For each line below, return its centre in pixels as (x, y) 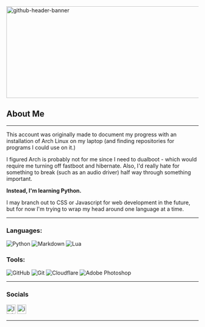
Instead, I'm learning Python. (44, 190)
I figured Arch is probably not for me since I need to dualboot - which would (102, 159)
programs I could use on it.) (41, 147)
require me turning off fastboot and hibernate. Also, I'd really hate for (93, 166)
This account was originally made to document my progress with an (92, 134)
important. (19, 178)
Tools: (16, 260)
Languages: (24, 230)
